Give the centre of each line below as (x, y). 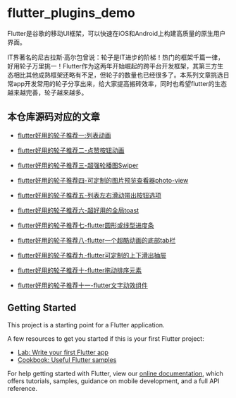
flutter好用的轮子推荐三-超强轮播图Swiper (78, 165)
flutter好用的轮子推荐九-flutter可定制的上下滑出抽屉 (92, 255)
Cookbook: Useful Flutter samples (67, 360)
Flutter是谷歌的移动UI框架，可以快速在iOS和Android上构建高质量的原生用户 (117, 33)
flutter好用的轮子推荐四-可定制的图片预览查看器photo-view (103, 180)
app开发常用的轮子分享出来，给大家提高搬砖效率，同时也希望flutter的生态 (120, 83)
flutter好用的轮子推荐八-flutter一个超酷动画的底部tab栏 (97, 240)
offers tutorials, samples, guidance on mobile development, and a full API (113, 381)
